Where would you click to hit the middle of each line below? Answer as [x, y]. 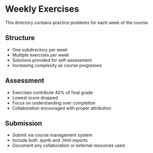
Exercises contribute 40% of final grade [52, 92]
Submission [24, 123]
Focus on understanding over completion [54, 103]
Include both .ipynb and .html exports [50, 140]
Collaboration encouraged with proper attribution [62, 108]
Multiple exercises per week [41, 55]
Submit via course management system [52, 135]
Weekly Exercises [42, 9]
